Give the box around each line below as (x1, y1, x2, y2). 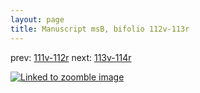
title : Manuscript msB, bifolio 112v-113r (10, 24, 190, 34)
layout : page (10, 14, 65, 25)
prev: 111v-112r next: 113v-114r (10, 51, 132, 63)
